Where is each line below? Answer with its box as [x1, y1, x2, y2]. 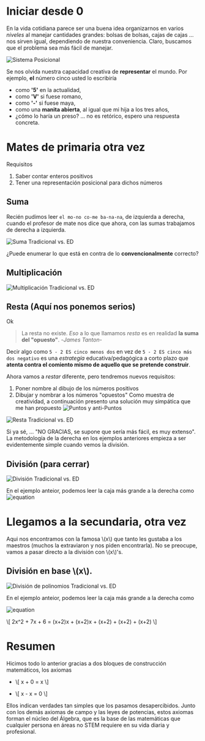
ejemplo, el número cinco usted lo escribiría [6, 74, 117, 82]
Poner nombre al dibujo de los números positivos [15, 385, 139, 392]
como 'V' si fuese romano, [15, 93, 83, 100]
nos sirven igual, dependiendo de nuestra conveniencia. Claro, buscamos [6, 37, 192, 45]
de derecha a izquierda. [6, 226, 66, 234]
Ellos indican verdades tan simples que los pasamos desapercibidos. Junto [6, 702, 196, 709]
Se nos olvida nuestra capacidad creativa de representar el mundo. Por [6, 67, 188, 75]
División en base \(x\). [6, 566, 93, 577]
